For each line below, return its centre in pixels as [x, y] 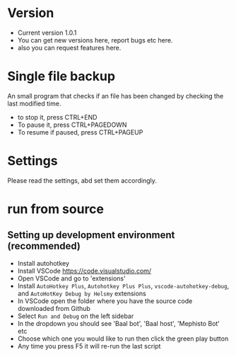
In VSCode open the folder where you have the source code [105, 301]
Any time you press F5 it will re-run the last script [89, 346]
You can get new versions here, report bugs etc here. [95, 40]
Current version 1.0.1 [47, 33]
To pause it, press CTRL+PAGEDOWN [72, 125]
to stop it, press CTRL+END [57, 117]
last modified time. [34, 103]
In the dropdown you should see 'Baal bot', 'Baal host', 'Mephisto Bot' [119, 323]
